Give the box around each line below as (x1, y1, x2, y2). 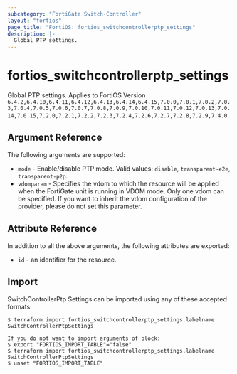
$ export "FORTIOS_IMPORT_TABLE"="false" (7, 341, 132, 348)
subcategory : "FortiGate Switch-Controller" (7, 10, 142, 18)
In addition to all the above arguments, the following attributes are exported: (7, 241, 230, 250)
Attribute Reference (7, 223, 98, 235)
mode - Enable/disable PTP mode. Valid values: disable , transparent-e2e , (17, 164, 231, 173)
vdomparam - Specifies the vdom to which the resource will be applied (17, 179, 219, 188)
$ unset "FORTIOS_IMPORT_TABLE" (7, 360, 103, 367)
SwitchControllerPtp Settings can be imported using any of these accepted (7, 294, 228, 303)
